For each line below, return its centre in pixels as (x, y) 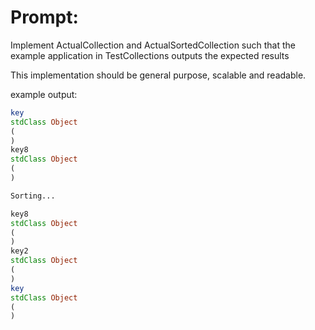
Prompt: (44, 17)
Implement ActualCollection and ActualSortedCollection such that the (153, 45)
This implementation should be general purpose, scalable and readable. (158, 75)
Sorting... (33, 196)
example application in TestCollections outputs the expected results (150, 55)
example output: (44, 94)
